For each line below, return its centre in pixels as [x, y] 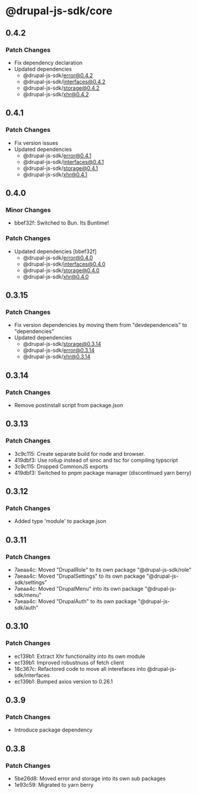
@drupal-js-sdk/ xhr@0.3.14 [57, 357]
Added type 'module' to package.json [60, 521]
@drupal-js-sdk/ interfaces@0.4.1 [63, 162]
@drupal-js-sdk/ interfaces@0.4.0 [64, 264]
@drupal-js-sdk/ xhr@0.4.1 [55, 174]
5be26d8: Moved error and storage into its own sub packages [90, 779]
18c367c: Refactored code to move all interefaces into [80, 669]
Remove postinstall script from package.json [69, 405]
